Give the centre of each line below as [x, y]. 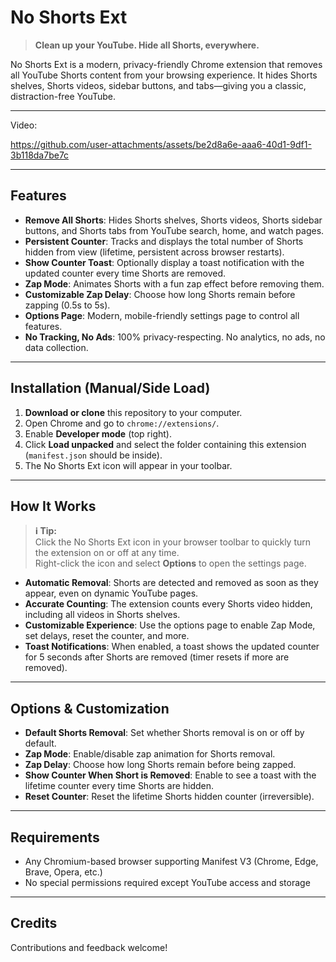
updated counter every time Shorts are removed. [125, 273]
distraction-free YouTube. [63, 96]
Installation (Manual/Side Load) [110, 388]
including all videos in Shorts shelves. [102, 615]
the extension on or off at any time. [107, 553]
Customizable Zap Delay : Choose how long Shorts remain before [160, 294]
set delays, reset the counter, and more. [107, 636]
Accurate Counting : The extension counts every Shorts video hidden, [168, 604]
